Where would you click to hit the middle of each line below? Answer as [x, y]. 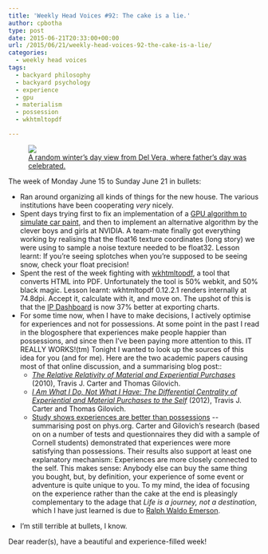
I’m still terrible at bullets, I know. [73, 526]
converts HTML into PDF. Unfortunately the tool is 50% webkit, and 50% [139, 281]
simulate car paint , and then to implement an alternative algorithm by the [139, 222]
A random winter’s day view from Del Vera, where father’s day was [138, 157]
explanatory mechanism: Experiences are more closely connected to [144, 459]
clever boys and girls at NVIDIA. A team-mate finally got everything [130, 230]
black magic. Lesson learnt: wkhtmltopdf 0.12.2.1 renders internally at [133, 290]
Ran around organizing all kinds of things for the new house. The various [139, 196]
